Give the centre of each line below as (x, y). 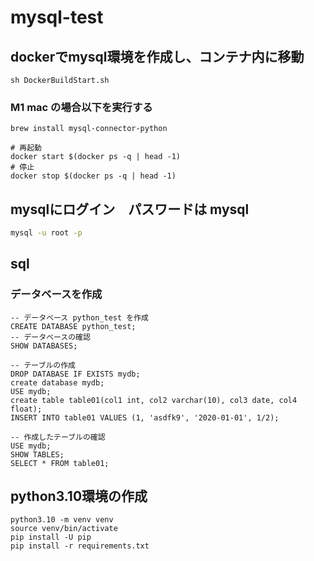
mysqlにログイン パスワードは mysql (130, 209)
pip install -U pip (51, 537)
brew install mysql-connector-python (89, 129)
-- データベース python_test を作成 (79, 317)
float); (26, 409)
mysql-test (57, 17)
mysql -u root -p (46, 233)
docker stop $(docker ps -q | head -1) (93, 176)
